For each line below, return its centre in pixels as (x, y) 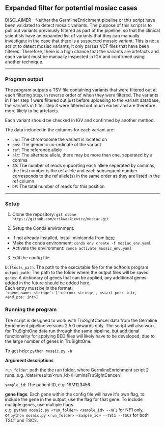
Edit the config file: (31, 258)
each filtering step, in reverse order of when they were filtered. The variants (82, 95)
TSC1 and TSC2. (22, 420)
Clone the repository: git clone (44, 214)
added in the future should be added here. (48, 283)
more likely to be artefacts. (32, 111)
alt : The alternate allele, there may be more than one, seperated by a (82, 155)
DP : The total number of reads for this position (58, 186)
